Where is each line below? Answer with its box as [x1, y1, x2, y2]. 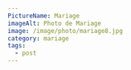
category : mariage [7, 34, 69, 43]
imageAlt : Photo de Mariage [7, 19, 102, 27]
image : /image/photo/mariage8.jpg [7, 27, 124, 35]
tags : [7, 42, 26, 50]
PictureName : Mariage [7, 11, 80, 20]
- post [14, 49, 37, 57]
